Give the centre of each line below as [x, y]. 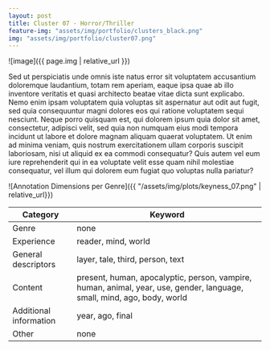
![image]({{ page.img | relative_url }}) [70, 61]
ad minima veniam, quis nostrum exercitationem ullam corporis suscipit [126, 145]
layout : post [30, 16]
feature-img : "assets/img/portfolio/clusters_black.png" [106, 31]
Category [41, 215]
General [27, 254]
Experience [34, 241]
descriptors [34, 265]
